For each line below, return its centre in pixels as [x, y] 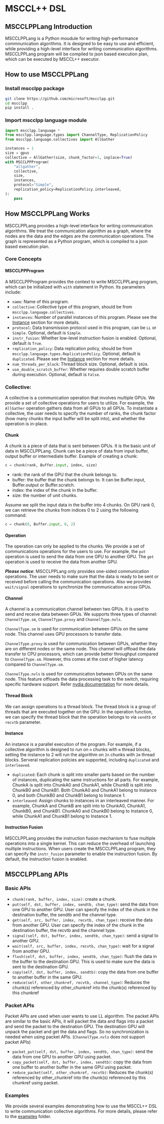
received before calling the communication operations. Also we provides [78, 582]
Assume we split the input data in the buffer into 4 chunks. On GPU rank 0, [80, 505]
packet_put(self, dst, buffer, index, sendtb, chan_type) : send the [82, 1052]
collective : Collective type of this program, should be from [72, 307]
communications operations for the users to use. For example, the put [75, 551]
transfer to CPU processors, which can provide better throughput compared [82, 654]
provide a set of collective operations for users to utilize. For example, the [79, 403]
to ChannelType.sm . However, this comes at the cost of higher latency [74, 659]
